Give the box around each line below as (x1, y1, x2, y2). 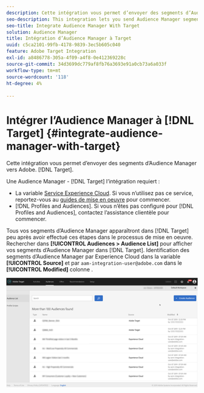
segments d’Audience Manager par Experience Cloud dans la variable (6, 253, 181, 261)
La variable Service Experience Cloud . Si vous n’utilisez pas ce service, (15, 190, 194, 197)
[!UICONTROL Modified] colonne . (6, 266, 93, 273)
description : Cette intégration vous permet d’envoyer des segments (6, 10, 183, 16)
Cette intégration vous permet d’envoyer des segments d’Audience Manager (6, 160, 197, 167)
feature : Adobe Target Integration (6, 49, 97, 55)
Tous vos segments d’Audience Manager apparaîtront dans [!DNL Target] (6, 227, 189, 234)
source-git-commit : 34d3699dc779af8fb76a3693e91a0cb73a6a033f (6, 61, 167, 67)
